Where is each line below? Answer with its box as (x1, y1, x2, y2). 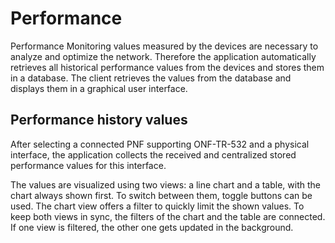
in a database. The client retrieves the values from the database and (10, 72, 292, 84)
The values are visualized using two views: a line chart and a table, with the (10, 178, 321, 191)
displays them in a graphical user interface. (10, 82, 188, 94)
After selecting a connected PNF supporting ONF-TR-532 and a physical (10, 138, 310, 150)
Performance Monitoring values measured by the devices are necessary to (10, 40, 319, 52)
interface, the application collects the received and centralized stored (10, 148, 297, 161)
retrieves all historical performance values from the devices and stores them (10, 61, 325, 73)
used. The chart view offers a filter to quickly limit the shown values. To (10, 200, 305, 212)
